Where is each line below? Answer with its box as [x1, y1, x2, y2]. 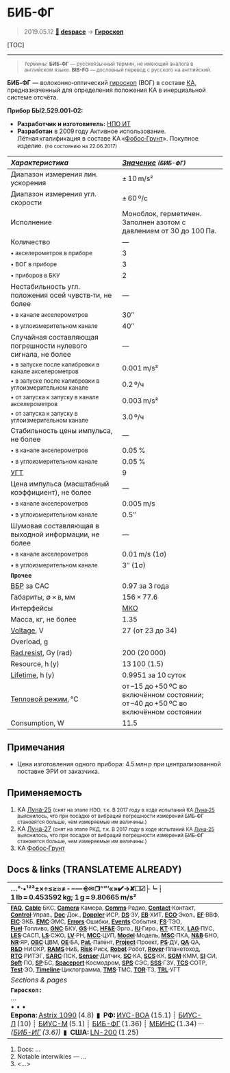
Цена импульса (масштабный [10, 479, 110, 488]
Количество [10, 237, 51, 246]
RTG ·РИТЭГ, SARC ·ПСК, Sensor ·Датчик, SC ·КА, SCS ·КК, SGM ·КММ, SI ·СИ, [10, 952, 218, 960]
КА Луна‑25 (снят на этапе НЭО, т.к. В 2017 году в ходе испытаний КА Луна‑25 [16, 805, 215, 814]
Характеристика [10, 158, 69, 167]
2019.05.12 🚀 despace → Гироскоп [23, 27, 124, 36]
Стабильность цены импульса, [10, 425, 113, 435]
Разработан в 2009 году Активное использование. [16, 127, 166, 135]
